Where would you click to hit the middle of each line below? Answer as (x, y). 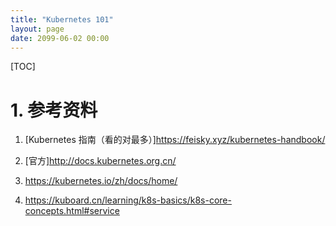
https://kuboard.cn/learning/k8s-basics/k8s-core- (128, 200)
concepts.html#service (72, 211)
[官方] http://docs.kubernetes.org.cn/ (100, 161)
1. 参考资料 (54, 110)
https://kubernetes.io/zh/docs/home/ (101, 181)
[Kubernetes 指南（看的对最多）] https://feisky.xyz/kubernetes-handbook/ (175, 140)
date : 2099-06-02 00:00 (60, 38)
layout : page (37, 29)
